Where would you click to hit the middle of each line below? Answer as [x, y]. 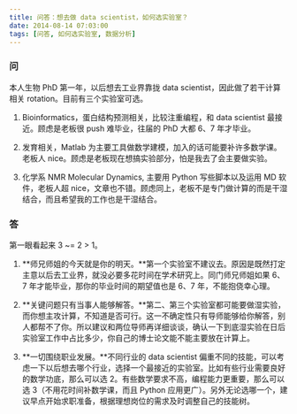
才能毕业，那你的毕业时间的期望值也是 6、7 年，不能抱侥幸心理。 [156, 286]
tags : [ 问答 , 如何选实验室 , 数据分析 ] [72, 34]
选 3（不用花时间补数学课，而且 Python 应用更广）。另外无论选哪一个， [151, 389]
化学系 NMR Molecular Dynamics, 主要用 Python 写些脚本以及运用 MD [149, 177]
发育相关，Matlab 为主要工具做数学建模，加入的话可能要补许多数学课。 [152, 147]
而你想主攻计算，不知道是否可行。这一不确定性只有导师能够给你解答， [150, 316]
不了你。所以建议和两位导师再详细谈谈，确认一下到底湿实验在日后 [165, 326]
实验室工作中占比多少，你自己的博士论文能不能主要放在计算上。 [138, 338]
